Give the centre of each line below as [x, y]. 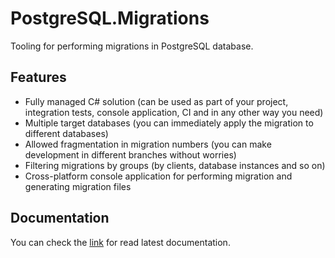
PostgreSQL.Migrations [110, 18]
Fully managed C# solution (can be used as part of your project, [156, 101]
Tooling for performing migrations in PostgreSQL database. [132, 46]
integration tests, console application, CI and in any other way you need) [174, 112]
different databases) [66, 133]
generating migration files [78, 186]
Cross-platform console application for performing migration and [158, 176]
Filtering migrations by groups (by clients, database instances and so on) [175, 165]
